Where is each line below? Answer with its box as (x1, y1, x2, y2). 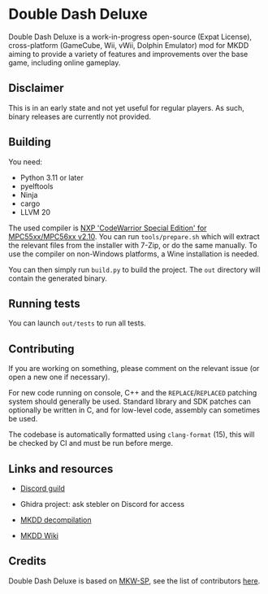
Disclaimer (8, 81, 64, 95)
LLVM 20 (19, 207, 51, 216)
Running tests (8, 296, 81, 310)
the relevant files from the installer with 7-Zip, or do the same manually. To (8, 240, 257, 250)
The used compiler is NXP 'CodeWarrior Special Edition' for (8, 223, 207, 233)
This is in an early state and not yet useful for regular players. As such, (8, 103, 245, 112)
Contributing (8, 342, 75, 356)
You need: (8, 156, 43, 167)
